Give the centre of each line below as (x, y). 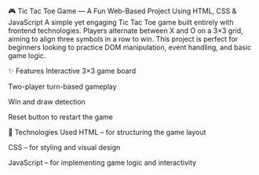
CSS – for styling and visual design (64, 147)
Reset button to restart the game (61, 117)
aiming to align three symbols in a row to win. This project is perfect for (123, 39)
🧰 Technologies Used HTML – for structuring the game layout (107, 132)
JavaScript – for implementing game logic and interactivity (102, 162)
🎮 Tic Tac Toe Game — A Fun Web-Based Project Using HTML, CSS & (122, 11)
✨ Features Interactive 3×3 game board (72, 71)
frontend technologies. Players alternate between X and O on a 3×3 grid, (126, 31)
